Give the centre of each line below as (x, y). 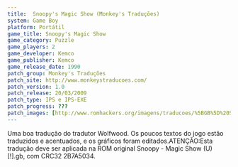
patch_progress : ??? (38, 107)
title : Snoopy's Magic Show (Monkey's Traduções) (84, 14)
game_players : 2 (31, 47)
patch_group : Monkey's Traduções (57, 73)
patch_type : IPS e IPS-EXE (47, 100)
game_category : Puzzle (41, 41)
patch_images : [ (31, 113)
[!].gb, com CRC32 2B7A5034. (51, 156)
